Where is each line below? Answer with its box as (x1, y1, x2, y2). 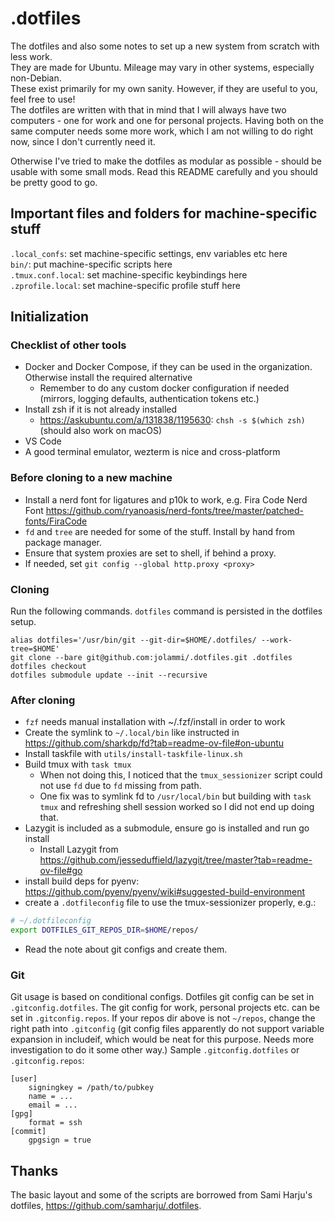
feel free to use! (10, 93, 76, 105)
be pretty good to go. (10, 176, 98, 188)
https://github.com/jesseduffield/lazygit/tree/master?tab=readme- (39, 854, 313, 866)
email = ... (28, 1100, 78, 1111)
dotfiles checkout (10, 662, 87, 672)
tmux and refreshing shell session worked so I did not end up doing (39, 801, 315, 813)
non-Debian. (10, 72, 62, 84)
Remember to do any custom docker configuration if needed (39, 382, 290, 394)
